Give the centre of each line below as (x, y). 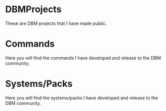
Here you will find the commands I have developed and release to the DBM (83, 58)
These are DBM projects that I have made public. (56, 23)
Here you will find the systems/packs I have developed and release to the (82, 98)
